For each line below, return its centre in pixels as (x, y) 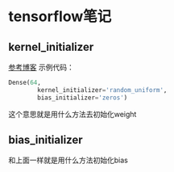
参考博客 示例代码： (41, 67)
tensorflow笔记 (60, 17)
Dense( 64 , (25, 82)
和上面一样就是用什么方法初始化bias (68, 160)
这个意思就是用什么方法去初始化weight (72, 114)
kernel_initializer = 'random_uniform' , (102, 90)
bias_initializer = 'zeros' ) (83, 98)
